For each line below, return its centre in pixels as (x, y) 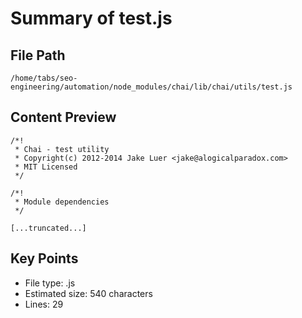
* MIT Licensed (46, 167)
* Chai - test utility (62, 149)
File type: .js (50, 283)
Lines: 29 (44, 304)
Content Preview (63, 117)
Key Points (44, 258)
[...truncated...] (48, 228)
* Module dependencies (62, 202)
